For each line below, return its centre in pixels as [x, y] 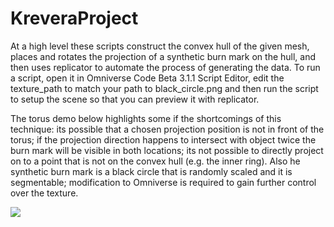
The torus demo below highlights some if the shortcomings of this [146, 118]
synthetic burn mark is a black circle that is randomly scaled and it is [151, 171]
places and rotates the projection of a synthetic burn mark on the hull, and [163, 56]
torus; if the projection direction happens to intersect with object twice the [163, 139]
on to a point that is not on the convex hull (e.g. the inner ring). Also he [155, 161]
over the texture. [44, 193]
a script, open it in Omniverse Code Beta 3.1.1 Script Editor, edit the [147, 78]
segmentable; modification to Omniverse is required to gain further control [163, 182]
